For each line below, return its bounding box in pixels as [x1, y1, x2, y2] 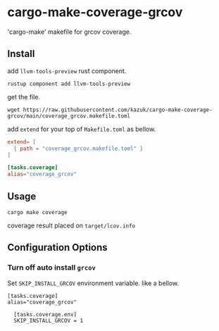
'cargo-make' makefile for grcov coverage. [7, 27, 132, 36]
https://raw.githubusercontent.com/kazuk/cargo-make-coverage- [23, 106, 213, 113]
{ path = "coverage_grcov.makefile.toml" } [13, 145, 143, 152]
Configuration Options [7, 242, 108, 254]
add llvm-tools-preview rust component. [7, 66, 127, 75]
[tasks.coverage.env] [13, 311, 77, 318]
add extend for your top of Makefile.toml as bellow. [7, 125, 156, 133]
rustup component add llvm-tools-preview [7, 80, 131, 87]
